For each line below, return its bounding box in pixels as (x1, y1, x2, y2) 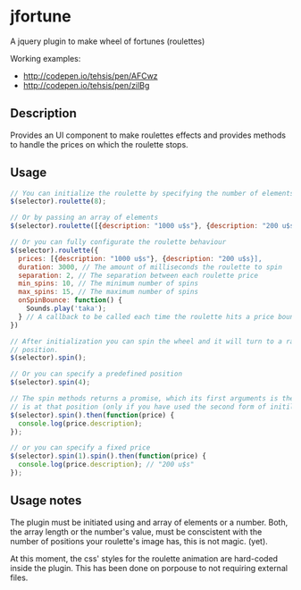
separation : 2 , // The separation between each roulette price (18, 271, 258, 280)
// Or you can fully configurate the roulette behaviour (10, 238, 227, 247)
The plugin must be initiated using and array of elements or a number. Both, (10, 517, 288, 527)
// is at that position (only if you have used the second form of (10, 402, 267, 411)
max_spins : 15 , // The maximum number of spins (18, 288, 199, 297)
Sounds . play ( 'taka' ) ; (26, 304, 106, 314)
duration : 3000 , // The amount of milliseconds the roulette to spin (18, 262, 282, 272)
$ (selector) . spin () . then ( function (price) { (10, 410, 175, 419)
